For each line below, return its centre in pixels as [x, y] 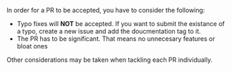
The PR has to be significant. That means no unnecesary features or [116, 39]
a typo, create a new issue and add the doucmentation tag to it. [109, 31]
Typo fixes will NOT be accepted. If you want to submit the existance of [121, 24]
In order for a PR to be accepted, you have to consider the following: [106, 10]
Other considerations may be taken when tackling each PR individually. [110, 60]
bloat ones [32, 46]
